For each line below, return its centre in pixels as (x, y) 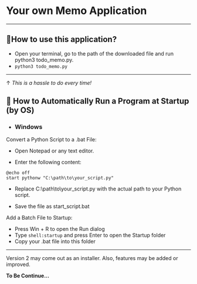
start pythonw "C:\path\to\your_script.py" (60, 178)
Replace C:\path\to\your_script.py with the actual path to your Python (98, 189)
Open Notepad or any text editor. (54, 151)
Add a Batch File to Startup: (39, 218)
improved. (18, 265)
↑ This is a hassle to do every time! (49, 82)
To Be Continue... (28, 276)
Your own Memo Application (77, 11)
